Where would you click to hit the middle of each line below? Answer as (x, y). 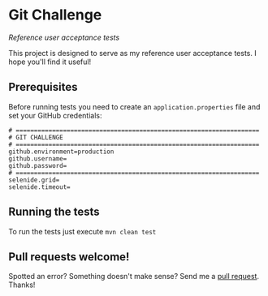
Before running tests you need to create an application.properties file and (134, 106)
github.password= (38, 165)
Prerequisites (43, 87)
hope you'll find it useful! (50, 62)
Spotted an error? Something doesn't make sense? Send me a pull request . (134, 277)
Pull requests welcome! (69, 257)
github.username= (38, 159)
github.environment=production (61, 152)
